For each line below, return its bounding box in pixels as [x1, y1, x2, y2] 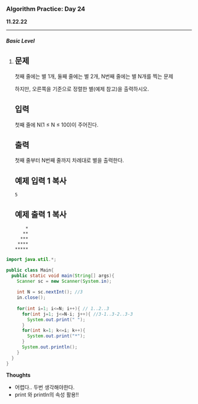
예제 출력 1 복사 [14, 209, 67, 219]
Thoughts [6, 371, 31, 379]
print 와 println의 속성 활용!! [14, 391, 79, 398]
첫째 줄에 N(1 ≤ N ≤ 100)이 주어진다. [14, 121, 99, 128]
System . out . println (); [21, 344, 78, 350]
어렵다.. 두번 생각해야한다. [14, 383, 75, 390]
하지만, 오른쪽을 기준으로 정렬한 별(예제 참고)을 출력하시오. [14, 85, 149, 92]
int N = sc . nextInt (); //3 [16, 289, 83, 295]
